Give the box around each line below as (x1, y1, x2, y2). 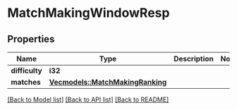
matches (11, 78, 41, 87)
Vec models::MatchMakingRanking (49, 78, 167, 87)
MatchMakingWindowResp (7, 5, 170, 21)
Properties (7, 33, 55, 45)
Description (174, 54, 214, 63)
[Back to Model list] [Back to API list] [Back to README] (7, 95, 169, 104)
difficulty (11, 66, 42, 75)
